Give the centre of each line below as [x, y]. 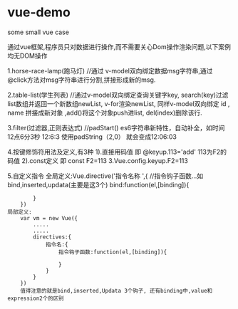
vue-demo [39, 12]
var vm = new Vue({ [49, 218]
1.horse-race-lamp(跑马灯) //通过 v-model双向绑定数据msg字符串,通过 [110, 70]
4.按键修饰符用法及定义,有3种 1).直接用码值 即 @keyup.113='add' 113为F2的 [117, 152]
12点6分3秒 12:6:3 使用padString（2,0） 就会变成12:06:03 [92, 137]
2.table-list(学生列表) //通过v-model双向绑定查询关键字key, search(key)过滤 [118, 95]
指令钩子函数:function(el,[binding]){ [113, 252]
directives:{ [52, 237]
